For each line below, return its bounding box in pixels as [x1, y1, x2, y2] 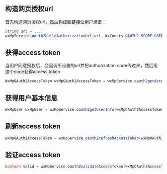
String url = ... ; [5, 29, 43, 34]
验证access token [5, 151, 61, 159]
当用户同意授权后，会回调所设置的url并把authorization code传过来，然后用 [5, 63, 158, 69]
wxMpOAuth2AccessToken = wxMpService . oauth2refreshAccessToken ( [5, 136, 141, 141]
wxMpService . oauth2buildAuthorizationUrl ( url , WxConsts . [5, 33, 126, 38]
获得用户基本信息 [5, 93, 58, 102]
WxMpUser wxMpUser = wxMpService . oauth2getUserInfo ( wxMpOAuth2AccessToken [5, 107, 164, 112]
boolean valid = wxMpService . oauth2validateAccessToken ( [5, 164, 126, 169]
